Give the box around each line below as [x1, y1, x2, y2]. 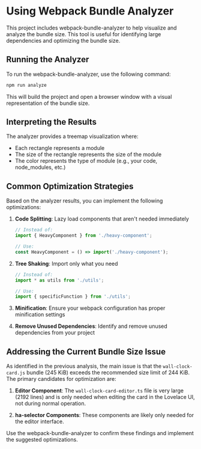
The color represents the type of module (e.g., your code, [14, 157, 158, 165]
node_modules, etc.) [14, 164, 66, 171]
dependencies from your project [14, 329, 95, 336]
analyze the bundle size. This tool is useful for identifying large [6, 30, 161, 37]
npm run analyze [6, 82, 47, 88]
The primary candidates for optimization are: [6, 375, 117, 383]
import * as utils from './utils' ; [14, 277, 104, 283]
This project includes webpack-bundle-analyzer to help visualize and [6, 24, 177, 31]
